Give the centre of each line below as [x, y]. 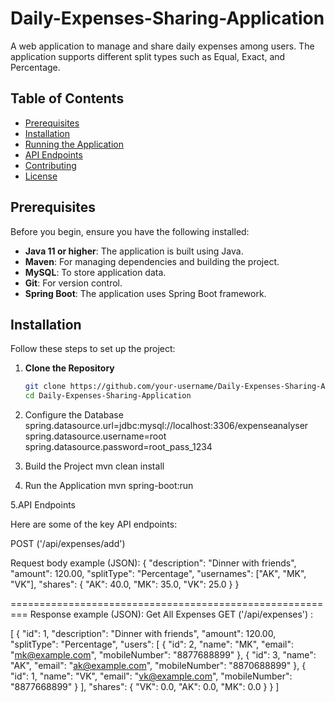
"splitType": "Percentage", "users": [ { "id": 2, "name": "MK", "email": [152, 644]
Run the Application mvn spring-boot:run [109, 486]
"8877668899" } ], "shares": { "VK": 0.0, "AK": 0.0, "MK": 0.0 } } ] [145, 687]
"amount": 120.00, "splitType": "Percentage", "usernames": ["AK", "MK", [158, 574]
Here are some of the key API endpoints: [94, 524]
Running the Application [74, 144]
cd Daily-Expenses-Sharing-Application [108, 396]
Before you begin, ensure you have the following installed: [130, 231]
